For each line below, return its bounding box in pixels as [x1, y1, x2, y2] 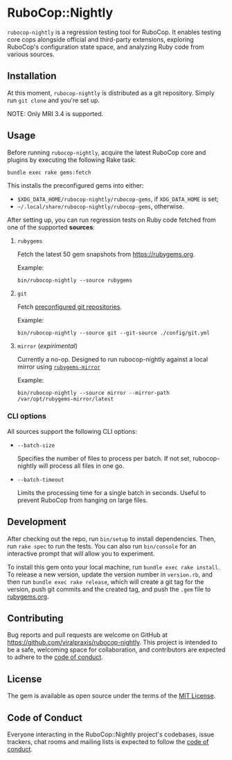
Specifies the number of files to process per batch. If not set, [17, 454, 192, 462]
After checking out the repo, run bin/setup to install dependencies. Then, [7, 534, 216, 543]
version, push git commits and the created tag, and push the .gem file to [7, 585, 211, 593]
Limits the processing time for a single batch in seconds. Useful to [17, 488, 206, 496]
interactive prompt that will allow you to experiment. [7, 549, 155, 558]
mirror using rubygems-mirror [17, 362, 100, 371]
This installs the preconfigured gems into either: [7, 181, 144, 189]
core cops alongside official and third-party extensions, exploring [7, 35, 194, 43]
